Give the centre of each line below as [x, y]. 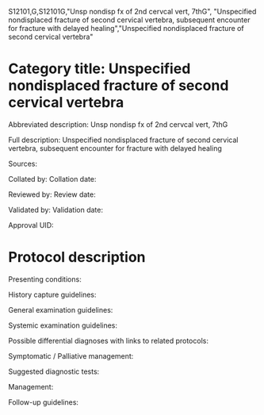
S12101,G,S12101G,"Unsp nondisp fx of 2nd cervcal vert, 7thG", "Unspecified [132, 12]
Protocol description [77, 257]
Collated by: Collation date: [52, 179]
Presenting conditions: [45, 279]
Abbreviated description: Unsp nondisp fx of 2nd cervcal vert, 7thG [118, 124]
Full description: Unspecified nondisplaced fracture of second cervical [123, 140]
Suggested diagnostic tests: [54, 371]
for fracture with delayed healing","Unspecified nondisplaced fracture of [126, 28]
